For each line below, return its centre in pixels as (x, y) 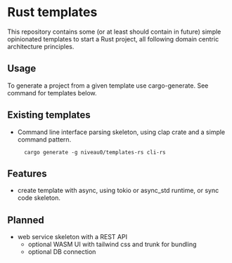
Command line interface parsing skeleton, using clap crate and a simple (121, 132)
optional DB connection (62, 252)
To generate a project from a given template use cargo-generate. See (108, 86)
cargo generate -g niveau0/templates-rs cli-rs (95, 152)
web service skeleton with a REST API (72, 237)
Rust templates (52, 12)
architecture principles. (41, 46)
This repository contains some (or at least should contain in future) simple (114, 32)
